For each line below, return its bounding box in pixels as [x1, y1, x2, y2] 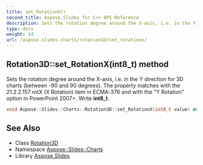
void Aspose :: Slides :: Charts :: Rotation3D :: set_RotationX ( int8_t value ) [6, 106, 190, 112]
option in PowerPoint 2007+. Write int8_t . [6, 94, 110, 102]
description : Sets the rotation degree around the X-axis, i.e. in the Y [6, 20, 196, 26]
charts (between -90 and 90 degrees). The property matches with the [6, 82, 181, 89]
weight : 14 [6, 31, 34, 37]
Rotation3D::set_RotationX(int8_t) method [6, 59, 169, 70]
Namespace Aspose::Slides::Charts [14, 146, 103, 153]
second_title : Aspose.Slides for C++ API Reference [6, 15, 139, 21]
